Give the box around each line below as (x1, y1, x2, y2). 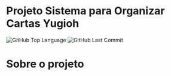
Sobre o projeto (6, 58, 84, 71)
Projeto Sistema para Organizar (6, 4, 165, 18)
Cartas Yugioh (6, 17, 80, 30)
